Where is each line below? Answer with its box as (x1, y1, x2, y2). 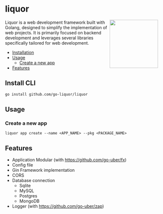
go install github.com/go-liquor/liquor (5, 92, 88, 97)
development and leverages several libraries (5, 35, 94, 41)
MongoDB (19, 198, 40, 204)
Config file (12, 162, 33, 168)
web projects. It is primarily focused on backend (5, 30, 102, 35)
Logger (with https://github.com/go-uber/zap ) (12, 203, 104, 209)
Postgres (19, 193, 37, 199)
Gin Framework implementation (12, 167, 75, 173)
